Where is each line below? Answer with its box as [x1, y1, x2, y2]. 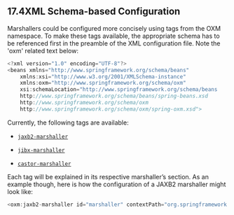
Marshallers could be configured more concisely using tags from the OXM [7, 24, 221, 32]
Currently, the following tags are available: [7, 118, 129, 127]
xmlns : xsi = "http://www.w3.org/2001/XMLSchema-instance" [20, 73, 187, 80]
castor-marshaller [17, 160, 71, 167]
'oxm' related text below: [7, 46, 79, 55]
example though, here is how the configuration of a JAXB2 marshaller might [7, 180, 226, 188]
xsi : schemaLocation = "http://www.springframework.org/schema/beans [20, 86, 218, 93]
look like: [7, 187, 34, 195]
